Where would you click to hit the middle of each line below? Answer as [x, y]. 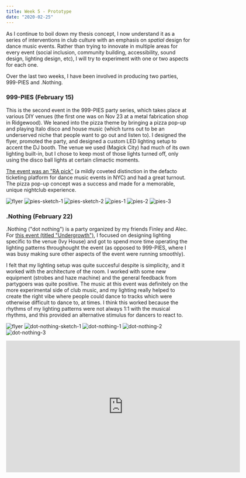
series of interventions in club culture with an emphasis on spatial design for [98, 40]
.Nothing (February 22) [39, 216]
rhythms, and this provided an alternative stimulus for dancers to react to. [95, 315]
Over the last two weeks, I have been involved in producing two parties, [92, 76]
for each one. [22, 64]
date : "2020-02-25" [30, 17]
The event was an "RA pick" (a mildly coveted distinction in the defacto [91, 171]
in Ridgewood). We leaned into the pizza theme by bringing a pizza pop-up [96, 122]
